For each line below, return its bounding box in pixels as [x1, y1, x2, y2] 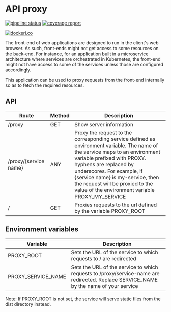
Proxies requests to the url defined [74, 201, 157, 208]
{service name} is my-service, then [74, 174, 159, 181]
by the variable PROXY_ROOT [74, 207, 146, 214]
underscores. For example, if [74, 167, 143, 174]
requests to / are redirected [71, 255, 136, 262]
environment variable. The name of [74, 141, 158, 149]
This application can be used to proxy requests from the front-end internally [5, 77, 164, 83]
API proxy [5, 3, 47, 15]
